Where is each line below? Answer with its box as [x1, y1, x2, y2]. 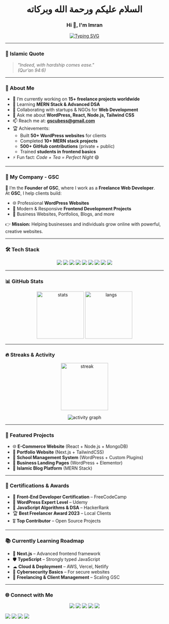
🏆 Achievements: [12, 125, 50, 132]
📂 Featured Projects [5, 432, 54, 439]
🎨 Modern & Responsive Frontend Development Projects [12, 206, 132, 212]
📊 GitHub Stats [5, 277, 44, 285]
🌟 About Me [5, 84, 35, 91]
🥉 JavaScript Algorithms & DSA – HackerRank [12, 504, 109, 510]
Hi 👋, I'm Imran [66, 22, 103, 29]
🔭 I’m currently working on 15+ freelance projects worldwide [12, 96, 140, 102]
